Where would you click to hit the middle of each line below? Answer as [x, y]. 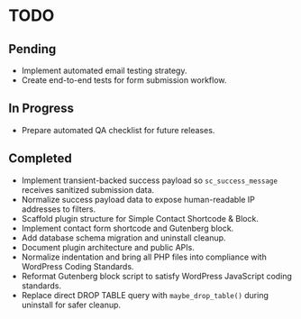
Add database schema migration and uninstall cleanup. [123, 237]
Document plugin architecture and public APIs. [108, 247]
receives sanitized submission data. [88, 189]
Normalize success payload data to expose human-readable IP [138, 199]
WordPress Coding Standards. [78, 266]
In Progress [41, 109]
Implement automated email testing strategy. [104, 70]
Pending [32, 49]
